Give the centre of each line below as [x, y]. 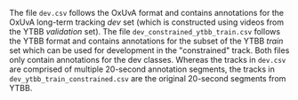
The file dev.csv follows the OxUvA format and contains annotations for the [147, 13]
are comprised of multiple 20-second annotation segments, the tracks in [142, 69]
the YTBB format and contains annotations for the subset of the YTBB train [146, 41]
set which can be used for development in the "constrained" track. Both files [149, 50]
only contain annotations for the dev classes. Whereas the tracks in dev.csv [148, 60]
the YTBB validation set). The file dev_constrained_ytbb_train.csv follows [145, 31]
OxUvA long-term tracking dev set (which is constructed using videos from [147, 22]
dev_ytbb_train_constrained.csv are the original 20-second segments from [148, 78]
